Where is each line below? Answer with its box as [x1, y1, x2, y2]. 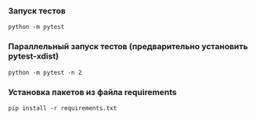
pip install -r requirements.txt [8, 104, 117, 112]
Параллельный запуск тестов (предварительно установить [8, 41, 248, 52]
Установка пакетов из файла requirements [8, 86, 178, 97]
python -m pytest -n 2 [8, 69, 82, 76]
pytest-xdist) [8, 51, 59, 62]
